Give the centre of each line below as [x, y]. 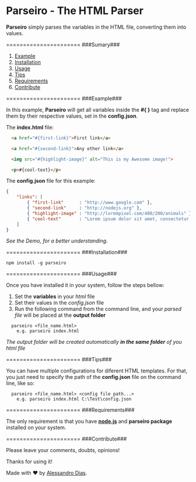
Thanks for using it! [29, 462]
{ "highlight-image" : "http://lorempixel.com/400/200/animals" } [109, 213]
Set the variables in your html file [55, 296]
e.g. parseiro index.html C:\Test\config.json [74, 399]
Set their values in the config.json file [59, 303]
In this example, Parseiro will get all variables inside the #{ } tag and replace [98, 110]
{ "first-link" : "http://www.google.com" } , [90, 203]
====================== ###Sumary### [63, 45]
